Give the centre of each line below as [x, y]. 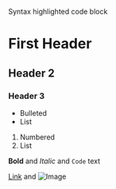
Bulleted [33, 113]
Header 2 [32, 73]
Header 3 [27, 96]
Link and [22, 176]
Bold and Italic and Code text [54, 161]
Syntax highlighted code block [58, 12]
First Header [50, 44]
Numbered [37, 137]
